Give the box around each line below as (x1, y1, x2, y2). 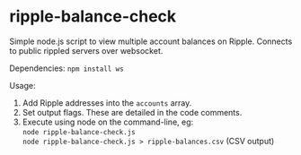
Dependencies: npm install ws (9, 63, 124, 73)
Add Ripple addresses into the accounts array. (22, 97, 192, 108)
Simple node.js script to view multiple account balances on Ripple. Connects (9, 36, 293, 47)
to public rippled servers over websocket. (9, 45, 164, 56)
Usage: (9, 80, 36, 90)
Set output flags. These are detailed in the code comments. (22, 107, 243, 117)
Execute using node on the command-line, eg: (22, 116, 194, 127)
